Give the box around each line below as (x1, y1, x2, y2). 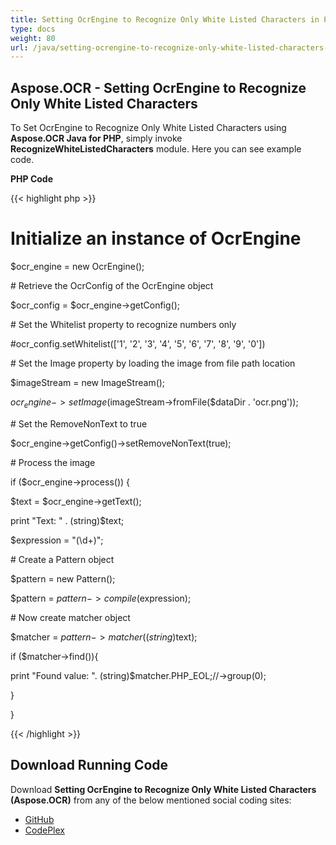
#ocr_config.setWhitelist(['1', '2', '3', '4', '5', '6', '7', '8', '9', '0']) (10, 338, 266, 350)
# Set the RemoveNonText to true (10, 417, 148, 430)
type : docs (10, 24, 56, 34)
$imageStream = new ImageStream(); (10, 377, 166, 388)
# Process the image (10, 456, 96, 468)
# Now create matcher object (10, 611, 131, 623)
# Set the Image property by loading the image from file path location (10, 357, 296, 369)
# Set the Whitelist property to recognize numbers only (10, 319, 237, 330)
